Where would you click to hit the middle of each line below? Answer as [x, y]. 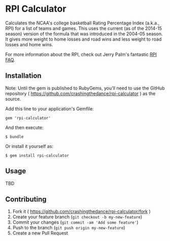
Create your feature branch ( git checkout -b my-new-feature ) [77, 217]
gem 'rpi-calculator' [28, 118]
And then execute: [24, 127]
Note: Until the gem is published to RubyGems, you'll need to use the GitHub [85, 88]
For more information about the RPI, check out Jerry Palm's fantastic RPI [81, 54]
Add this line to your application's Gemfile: [49, 109]
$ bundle [14, 137]
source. [13, 99]
